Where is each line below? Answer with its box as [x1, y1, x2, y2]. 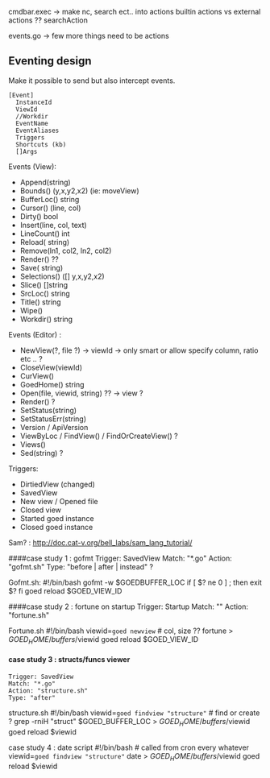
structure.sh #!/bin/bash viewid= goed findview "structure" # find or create [8, 708, 260, 718]
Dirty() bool [19, 211, 59, 221]
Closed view [19, 505, 62, 515]
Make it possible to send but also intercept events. [8, 76, 176, 85]
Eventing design [8, 54, 92, 68]
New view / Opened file [19, 496, 98, 506]
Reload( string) [19, 237, 70, 246]
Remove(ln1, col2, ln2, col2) [19, 246, 112, 255]
